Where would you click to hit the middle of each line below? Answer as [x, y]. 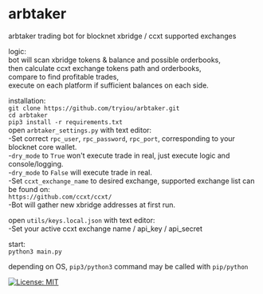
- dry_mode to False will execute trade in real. [80, 172]
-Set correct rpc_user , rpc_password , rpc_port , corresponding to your [122, 138]
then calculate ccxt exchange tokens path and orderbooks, [105, 68]
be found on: [29, 189]
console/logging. [36, 163]
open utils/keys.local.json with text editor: [82, 220]
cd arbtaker [28, 115]
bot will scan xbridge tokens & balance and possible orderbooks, [114, 60]
